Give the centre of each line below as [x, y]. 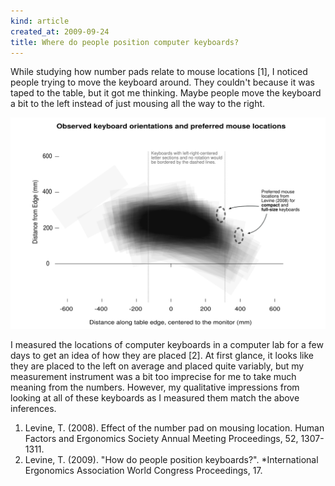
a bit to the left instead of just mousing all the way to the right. [138, 104]
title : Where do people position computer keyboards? [125, 42]
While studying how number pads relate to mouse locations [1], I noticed [159, 72]
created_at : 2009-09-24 [60, 31]
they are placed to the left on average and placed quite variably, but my [157, 366]
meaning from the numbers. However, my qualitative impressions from [155, 387]
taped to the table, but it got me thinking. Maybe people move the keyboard [166, 93]
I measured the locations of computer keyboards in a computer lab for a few [167, 345]
